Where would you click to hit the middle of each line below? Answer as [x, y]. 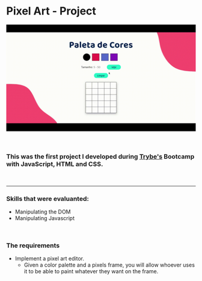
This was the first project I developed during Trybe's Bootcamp [100, 157]
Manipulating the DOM [43, 212]
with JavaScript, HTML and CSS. [55, 164]
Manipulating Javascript [45, 218]
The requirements [33, 245]
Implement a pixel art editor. [49, 259]
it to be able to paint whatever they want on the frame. [91, 271]
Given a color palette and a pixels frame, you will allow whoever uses [109, 265]
